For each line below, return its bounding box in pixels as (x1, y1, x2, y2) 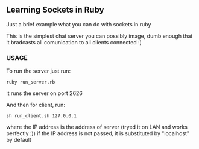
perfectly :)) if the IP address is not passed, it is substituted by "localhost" (6, 130, 190, 137)
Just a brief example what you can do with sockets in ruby (6, 20, 151, 28)
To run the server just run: (6, 67, 71, 74)
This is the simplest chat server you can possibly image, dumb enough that (6, 32, 193, 40)
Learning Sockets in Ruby (6, 5, 104, 15)
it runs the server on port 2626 (6, 90, 83, 97)
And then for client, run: (6, 102, 65, 109)
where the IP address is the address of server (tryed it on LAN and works (6, 123, 188, 131)
